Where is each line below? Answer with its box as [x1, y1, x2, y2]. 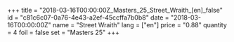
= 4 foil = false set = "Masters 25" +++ [7, 28, 119, 36]
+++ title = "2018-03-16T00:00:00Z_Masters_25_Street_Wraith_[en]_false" [7, 6, 223, 14]
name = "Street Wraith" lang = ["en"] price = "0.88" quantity [52, 21, 227, 29]
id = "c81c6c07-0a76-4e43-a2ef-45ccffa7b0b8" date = [7, 13, 170, 22]
